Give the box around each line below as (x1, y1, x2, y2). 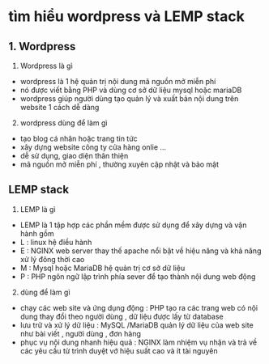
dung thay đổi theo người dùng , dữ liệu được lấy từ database (19, 311, 224, 321)
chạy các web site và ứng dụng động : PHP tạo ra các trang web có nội (19, 303, 258, 312)
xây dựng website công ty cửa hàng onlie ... (19, 142, 167, 152)
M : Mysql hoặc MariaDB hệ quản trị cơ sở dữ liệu (19, 263, 186, 273)
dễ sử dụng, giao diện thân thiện (19, 151, 129, 160)
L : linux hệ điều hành (19, 237, 92, 247)
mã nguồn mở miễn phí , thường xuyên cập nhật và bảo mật (19, 159, 220, 169)
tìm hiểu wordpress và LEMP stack (8, 7, 245, 26)
